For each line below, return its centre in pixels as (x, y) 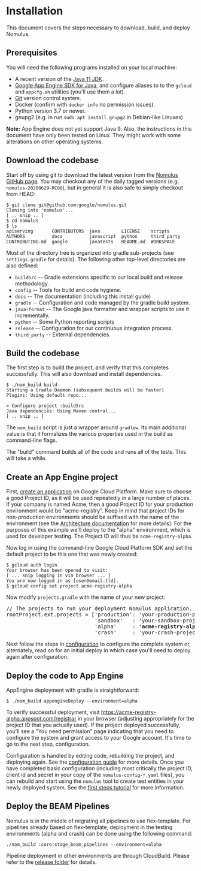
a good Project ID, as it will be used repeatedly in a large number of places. (99, 498)
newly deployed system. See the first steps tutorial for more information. (95, 787)
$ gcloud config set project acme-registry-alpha (69, 586)
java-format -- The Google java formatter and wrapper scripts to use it (102, 309)
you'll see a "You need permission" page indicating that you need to (90, 731)
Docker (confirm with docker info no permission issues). (85, 104)
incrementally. (32, 315)
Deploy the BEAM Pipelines (58, 807)
